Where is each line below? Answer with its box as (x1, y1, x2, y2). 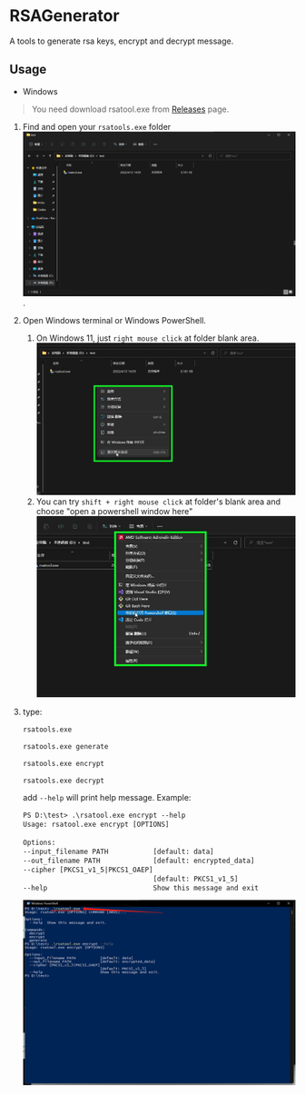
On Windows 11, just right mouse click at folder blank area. (35, 333, 260, 343)
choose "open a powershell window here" (35, 505, 193, 516)
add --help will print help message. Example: (22, 791, 192, 802)
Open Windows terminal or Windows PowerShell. (22, 315, 207, 326)
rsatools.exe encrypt (22, 759, 104, 768)
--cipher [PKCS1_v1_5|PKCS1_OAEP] (22, 865, 153, 874)
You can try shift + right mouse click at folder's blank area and (35, 496, 281, 507)
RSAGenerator (9, 5, 120, 26)
